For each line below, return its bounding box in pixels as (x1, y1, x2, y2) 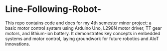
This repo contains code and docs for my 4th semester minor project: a (5, 20, 152, 26)
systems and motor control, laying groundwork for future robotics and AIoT (5, 36, 160, 42)
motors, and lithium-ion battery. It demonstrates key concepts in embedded (5, 30, 161, 36)
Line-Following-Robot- (5, 3, 101, 15)
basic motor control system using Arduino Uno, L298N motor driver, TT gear (5, 25, 162, 31)
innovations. (5, 41, 30, 47)
